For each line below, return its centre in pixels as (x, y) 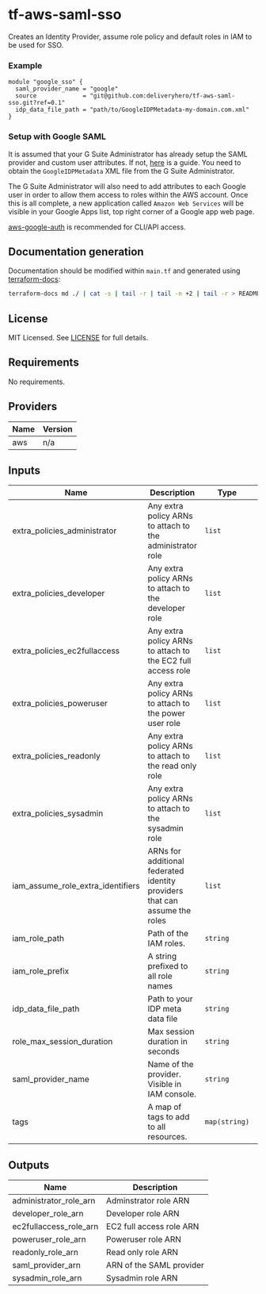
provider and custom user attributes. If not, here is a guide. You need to (125, 162)
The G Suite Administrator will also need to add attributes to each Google (127, 186)
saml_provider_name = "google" (67, 89)
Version (57, 428)
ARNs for (164, 851)
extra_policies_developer (59, 593)
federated (166, 871)
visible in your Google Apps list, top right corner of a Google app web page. (131, 211)
